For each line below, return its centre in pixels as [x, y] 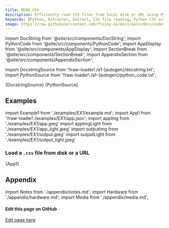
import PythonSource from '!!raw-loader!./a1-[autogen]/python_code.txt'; [81, 75]
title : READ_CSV [22, 10]
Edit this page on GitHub [31, 209]
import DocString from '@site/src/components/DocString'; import [73, 38]
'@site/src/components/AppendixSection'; [49, 60]
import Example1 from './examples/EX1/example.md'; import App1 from [78, 113]
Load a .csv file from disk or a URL [47, 153]
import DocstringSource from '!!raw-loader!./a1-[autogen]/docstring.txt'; [80, 70]
